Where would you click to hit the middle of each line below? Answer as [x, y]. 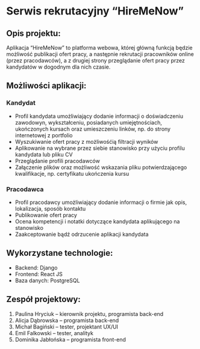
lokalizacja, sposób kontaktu [50, 208]
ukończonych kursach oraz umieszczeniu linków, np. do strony [92, 129]
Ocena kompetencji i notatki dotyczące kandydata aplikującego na [97, 221]
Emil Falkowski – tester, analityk [54, 333]
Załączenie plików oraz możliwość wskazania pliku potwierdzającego [101, 167]
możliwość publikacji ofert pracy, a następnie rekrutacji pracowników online [100, 54]
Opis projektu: [34, 33]
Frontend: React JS [39, 274]
